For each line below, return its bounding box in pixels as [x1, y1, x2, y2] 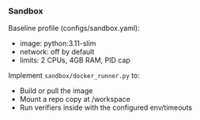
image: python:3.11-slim [19, 39, 96, 48]
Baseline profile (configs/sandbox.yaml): [8, 24, 140, 33]
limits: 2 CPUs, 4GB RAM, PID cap [19, 55, 130, 65]
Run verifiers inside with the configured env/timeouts [19, 103, 192, 112]
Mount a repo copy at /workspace [19, 95, 130, 104]
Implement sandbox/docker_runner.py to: [8, 71, 140, 81]
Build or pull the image [19, 86, 93, 96]
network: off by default [19, 47, 95, 57]
